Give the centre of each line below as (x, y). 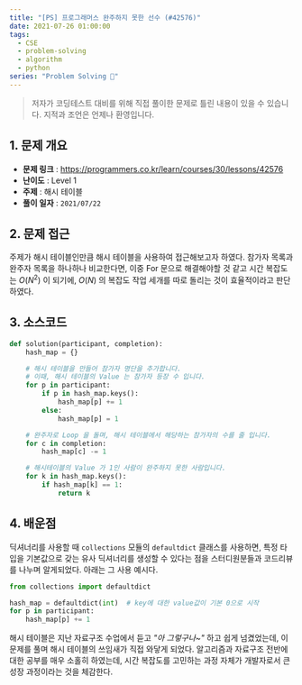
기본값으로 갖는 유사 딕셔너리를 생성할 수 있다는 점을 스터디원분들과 (144, 558)
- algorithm (40, 59)
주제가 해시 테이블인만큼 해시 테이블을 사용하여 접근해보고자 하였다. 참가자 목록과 (151, 257)
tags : (19, 34)
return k (74, 493)
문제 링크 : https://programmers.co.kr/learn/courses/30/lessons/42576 (153, 169)
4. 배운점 (33, 524)
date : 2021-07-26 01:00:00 (60, 26)
